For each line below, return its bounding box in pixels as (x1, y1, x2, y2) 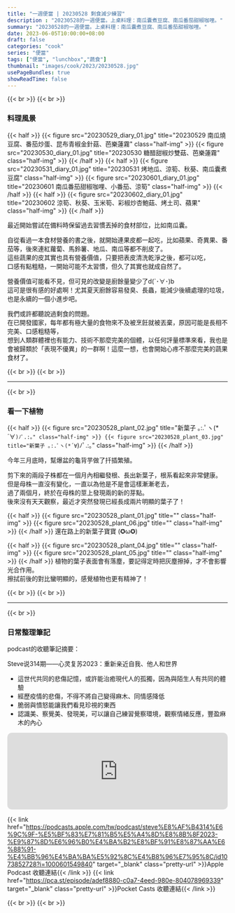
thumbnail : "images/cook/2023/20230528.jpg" (7, 62, 139, 69)
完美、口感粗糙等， (7, 327, 63, 335)
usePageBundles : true (7, 69, 71, 76)
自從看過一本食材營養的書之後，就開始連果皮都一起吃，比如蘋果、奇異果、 (7, 236, 222, 244)
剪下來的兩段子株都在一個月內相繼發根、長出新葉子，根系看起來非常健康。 (7, 471, 222, 479)
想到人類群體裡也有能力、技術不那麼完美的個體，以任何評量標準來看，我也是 (7, 335, 228, 344)
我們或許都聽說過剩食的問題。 (7, 309, 93, 318)
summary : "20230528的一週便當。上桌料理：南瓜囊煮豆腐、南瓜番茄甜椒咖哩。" (7, 23, 208, 30)
